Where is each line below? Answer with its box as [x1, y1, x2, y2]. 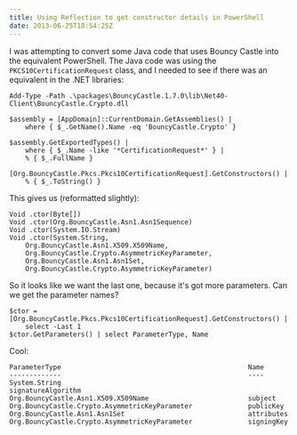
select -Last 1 [25, 322, 82, 331]
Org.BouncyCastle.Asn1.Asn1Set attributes [9, 409, 289, 418]
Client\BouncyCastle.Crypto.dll [9, 99, 129, 108]
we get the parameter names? [9, 289, 119, 300]
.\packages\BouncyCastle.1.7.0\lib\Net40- [68, 91, 229, 101]
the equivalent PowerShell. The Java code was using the [9, 55, 217, 66]
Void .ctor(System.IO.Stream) [9, 225, 122, 234]
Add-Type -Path [9, 91, 66, 101]
